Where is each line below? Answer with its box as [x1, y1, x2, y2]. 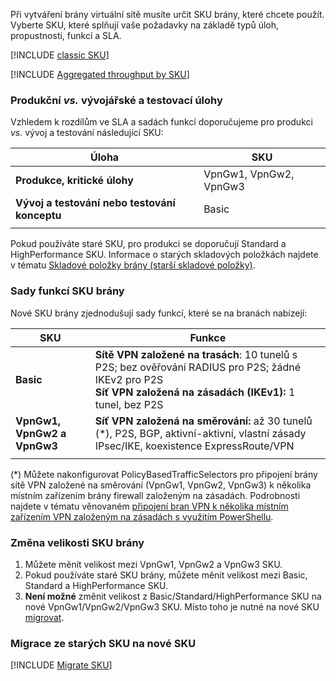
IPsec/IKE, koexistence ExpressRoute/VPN [94, 439, 295, 453]
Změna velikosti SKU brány [10, 535, 145, 549]
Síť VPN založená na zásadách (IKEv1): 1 [94, 385, 296, 399]
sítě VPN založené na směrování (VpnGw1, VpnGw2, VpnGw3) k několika [10, 479, 312, 491]
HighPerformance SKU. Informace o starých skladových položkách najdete [10, 249, 319, 261]
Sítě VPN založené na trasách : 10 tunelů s [94, 347, 298, 361]
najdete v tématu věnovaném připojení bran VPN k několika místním [10, 500, 289, 512]
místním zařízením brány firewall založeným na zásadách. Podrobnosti [10, 489, 301, 501]
